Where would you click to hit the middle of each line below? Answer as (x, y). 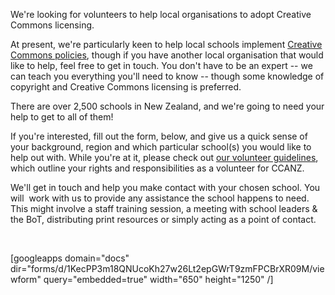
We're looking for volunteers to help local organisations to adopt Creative (161, 14)
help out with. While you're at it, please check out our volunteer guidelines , (164, 157)
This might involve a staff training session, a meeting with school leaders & (164, 208)
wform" (26, 279)
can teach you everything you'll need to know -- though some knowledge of (167, 76)
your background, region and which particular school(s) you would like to (161, 147)
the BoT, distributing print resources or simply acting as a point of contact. (163, 219)
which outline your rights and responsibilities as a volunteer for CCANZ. (157, 168)
